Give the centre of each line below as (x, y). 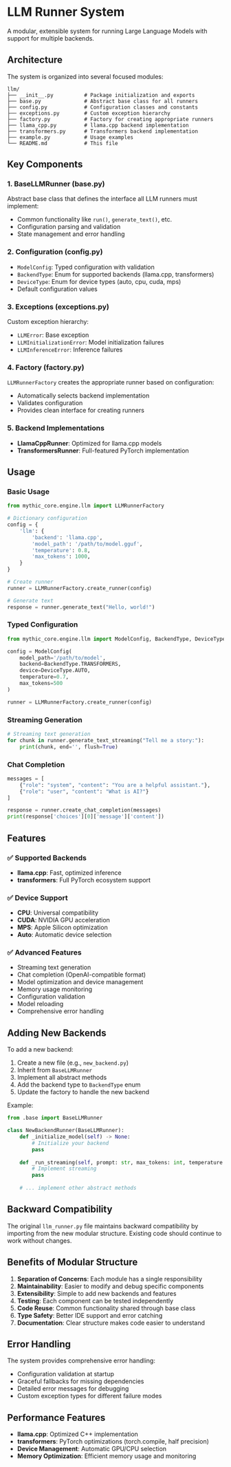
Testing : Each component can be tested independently (95, 1301)
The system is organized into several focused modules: (85, 76)
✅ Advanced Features (44, 953)
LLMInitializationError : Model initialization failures (90, 343)
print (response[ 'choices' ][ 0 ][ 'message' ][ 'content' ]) (86, 817)
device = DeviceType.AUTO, (55, 671)
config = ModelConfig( (40, 651)
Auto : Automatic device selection (64, 935)
